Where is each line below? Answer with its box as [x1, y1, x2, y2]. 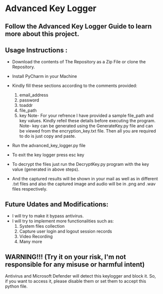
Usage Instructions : [5, 46, 68, 54]
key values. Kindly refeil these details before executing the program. [19, 118, 156, 124]
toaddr [19, 103, 33, 108]
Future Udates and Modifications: [5, 200, 109, 208]
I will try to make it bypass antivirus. [12, 213, 84, 219]
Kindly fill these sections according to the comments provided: [12, 83, 137, 88]
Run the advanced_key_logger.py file [12, 143, 86, 148]
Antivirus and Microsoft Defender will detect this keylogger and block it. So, [5, 273, 156, 279]
